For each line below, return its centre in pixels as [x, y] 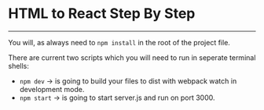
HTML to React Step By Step [102, 14]
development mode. [52, 89]
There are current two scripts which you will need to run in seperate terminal [132, 57]
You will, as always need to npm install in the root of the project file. [119, 42]
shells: [19, 66]
